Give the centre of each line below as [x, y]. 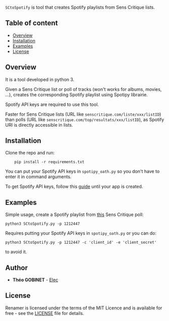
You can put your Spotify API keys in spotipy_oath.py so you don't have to [82, 172]
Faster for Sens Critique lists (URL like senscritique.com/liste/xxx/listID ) [83, 114]
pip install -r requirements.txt [49, 162]
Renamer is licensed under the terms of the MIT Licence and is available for [84, 308]
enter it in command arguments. [38, 177]
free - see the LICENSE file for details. [45, 313]
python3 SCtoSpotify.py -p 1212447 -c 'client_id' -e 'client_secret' [81, 243]
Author [16, 268]
